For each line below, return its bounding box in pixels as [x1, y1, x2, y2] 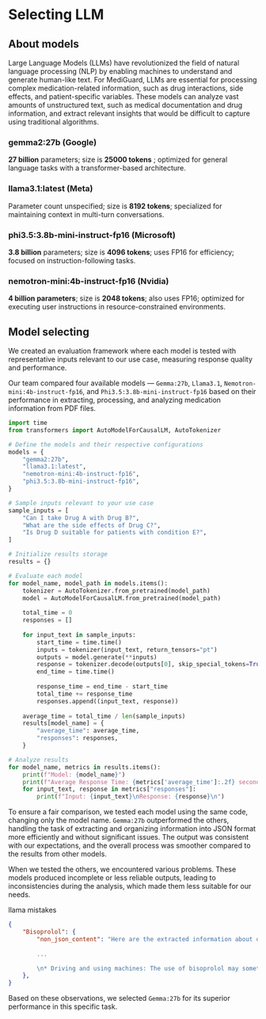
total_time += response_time [36, 690, 133, 698]
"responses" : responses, [36, 734, 119, 742]
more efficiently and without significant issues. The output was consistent [8, 833, 249, 842]
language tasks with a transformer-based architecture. [8, 163, 186, 173]
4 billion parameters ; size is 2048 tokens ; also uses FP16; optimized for [8, 293, 245, 303]
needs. [8, 890, 31, 899]
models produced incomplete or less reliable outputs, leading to [8, 873, 216, 883]
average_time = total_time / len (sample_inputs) [22, 712, 186, 720]
